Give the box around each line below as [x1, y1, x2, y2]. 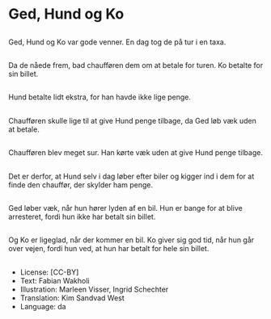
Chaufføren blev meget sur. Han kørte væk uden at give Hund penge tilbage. [8, 148, 263, 157]
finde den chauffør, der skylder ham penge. [8, 179, 154, 190]
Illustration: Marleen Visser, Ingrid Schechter [19, 284, 169, 294]
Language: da [19, 301, 66, 311]
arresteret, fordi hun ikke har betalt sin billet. [8, 212, 156, 221]
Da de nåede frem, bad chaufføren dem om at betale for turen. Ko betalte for [8, 60, 264, 69]
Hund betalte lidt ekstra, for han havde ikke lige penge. [8, 92, 192, 102]
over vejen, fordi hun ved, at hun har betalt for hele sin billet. [8, 244, 210, 254]
